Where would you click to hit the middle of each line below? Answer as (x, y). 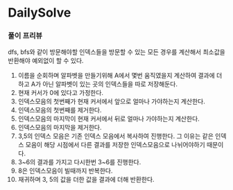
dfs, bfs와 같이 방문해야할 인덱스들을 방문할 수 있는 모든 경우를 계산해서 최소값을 (117, 52)
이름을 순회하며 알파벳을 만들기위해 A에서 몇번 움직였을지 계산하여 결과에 (116, 76)
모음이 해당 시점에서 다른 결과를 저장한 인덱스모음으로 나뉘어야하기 (115, 145)
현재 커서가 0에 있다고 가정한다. (60, 93)
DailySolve (40, 13)
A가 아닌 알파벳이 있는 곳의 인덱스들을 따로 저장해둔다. (104, 84)
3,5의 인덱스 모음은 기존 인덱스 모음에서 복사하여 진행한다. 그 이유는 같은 (116, 136)
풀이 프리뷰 (25, 36)
